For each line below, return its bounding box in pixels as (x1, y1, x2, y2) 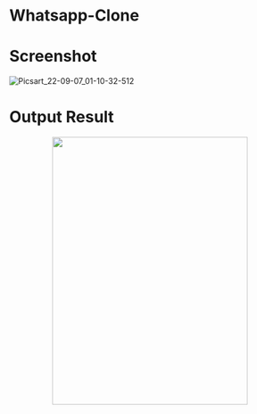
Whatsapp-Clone (9, 5, 140, 26)
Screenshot (9, 46, 97, 67)
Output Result (9, 107, 114, 128)
